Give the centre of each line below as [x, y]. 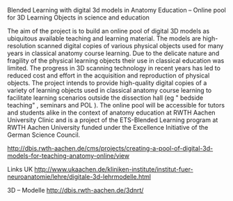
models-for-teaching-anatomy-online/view [69, 156]
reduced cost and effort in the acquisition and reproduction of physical [109, 75]
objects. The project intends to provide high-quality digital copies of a [107, 83]
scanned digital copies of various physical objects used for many [130, 46]
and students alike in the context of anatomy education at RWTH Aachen [111, 112]
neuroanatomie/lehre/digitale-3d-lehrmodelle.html [79, 177]
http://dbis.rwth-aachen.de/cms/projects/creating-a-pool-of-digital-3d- [110, 148]
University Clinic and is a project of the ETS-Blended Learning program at [113, 120]
